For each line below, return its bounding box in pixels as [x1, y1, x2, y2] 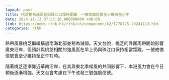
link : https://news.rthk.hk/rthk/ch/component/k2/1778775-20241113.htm [5, 21, 158, 26]
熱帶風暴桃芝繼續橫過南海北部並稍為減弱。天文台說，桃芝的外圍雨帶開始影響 [5, 40, 164, 46]
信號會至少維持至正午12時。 [5, 53, 63, 59]
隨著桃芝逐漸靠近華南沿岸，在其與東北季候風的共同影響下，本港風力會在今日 [5, 63, 164, 69]
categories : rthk [5, 26, 42, 31]
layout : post [5, 7, 33, 12]
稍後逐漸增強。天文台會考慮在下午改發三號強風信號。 [5, 69, 116, 75]
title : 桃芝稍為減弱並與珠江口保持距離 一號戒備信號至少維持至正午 [5, 12, 130, 17]
